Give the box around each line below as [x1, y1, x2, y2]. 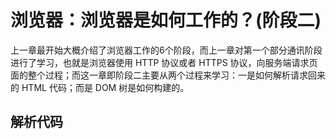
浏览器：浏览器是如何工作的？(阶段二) [10, 9, 322, 32]
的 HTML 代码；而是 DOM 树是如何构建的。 [10, 81, 190, 93]
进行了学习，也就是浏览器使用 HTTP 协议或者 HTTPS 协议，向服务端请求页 [10, 56, 318, 68]
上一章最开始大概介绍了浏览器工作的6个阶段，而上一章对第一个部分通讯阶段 [10, 44, 323, 56]
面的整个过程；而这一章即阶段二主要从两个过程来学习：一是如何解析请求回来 [10, 69, 326, 81]
